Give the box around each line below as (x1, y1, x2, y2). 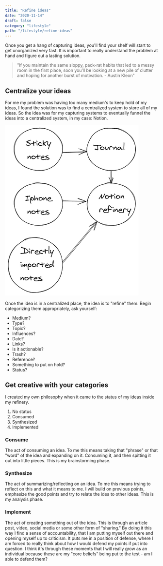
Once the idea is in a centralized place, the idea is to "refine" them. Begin (5, 300, 151, 306)
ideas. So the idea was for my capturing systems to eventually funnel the (5, 110, 151, 116)
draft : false (5, 18, 32, 23)
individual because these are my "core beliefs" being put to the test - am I (5, 551, 153, 557)
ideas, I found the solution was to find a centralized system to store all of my (5, 105, 158, 111)
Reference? (12, 356, 35, 362)
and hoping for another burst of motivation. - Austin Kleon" (16, 73, 135, 78)
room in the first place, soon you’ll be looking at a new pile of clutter (16, 67, 153, 73)
